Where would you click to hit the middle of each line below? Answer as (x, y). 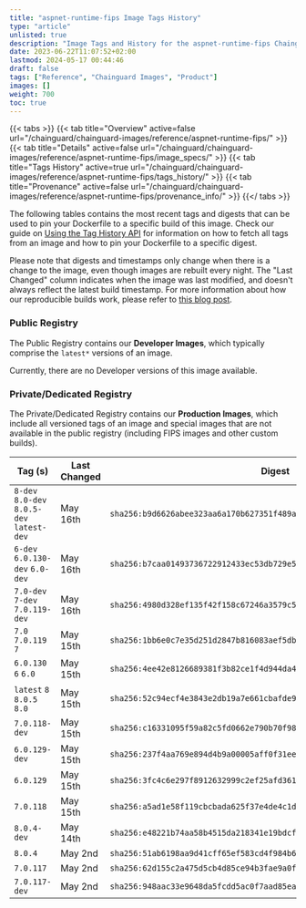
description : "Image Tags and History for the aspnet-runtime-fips (140, 43)
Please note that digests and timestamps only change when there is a (140, 261)
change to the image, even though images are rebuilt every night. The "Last (151, 271)
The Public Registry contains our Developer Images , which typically (138, 343)
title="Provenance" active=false (69, 187)
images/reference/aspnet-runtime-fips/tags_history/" (109, 177)
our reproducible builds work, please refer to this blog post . (121, 299)
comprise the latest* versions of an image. (91, 353)
